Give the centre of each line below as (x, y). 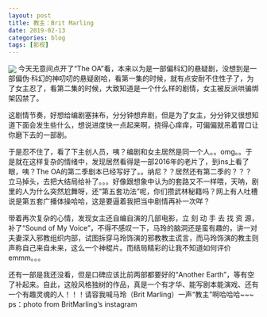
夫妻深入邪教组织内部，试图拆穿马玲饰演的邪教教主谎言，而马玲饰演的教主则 (133, 238)
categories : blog (37, 38)
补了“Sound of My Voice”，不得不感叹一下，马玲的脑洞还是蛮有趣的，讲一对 (133, 228)
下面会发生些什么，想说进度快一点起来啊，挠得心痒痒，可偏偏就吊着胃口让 (137, 125)
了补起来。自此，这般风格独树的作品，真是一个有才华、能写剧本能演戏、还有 (133, 285)
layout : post (30, 15)
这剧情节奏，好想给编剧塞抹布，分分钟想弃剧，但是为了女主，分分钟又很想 (130, 115)
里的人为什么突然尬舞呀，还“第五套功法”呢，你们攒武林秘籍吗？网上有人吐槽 (133, 192)
